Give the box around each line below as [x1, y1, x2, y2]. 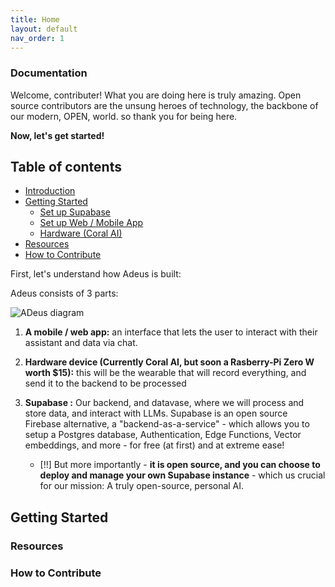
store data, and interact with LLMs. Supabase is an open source [24, 407, 288, 420]
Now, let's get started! [10, 129, 105, 141]
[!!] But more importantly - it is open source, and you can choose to [39, 459, 321, 471]
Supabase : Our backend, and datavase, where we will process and [24, 397, 305, 409]
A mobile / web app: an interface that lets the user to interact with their [24, 326, 318, 338]
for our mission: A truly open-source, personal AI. [39, 480, 245, 492]
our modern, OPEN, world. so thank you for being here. [10, 110, 238, 122]
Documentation [10, 66, 88, 80]
